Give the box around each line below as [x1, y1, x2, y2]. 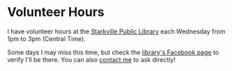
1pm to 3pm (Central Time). [7, 34, 86, 42]
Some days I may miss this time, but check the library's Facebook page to [7, 48, 219, 56]
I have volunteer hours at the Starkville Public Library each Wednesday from [7, 27, 226, 35]
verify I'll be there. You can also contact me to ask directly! [7, 55, 176, 63]
